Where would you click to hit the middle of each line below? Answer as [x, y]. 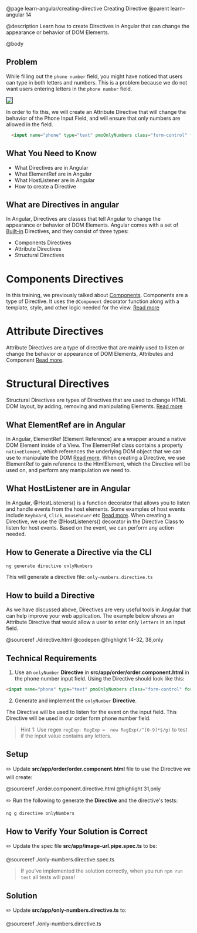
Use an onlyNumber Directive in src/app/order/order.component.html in [102, 672]
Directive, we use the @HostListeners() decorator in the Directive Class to [95, 521]
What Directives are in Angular [51, 167]
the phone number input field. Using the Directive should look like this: [99, 679]
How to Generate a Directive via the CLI [79, 552]
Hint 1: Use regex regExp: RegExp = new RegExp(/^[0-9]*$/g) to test [104, 729]
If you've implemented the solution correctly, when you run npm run [101, 871]
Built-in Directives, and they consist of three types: [67, 231]
